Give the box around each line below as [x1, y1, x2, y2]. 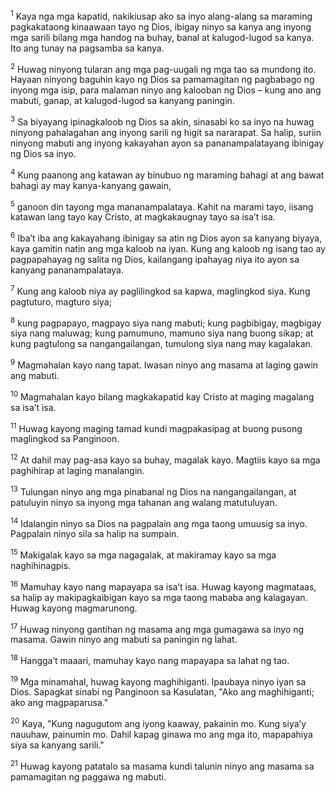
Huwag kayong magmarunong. [10, 602, 138, 614]
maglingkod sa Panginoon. [10, 433, 120, 445]
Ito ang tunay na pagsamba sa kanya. [10, 42, 165, 54]
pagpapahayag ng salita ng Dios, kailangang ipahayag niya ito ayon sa [10, 253, 300, 265]
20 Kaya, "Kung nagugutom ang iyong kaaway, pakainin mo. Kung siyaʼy [10, 716, 307, 730]
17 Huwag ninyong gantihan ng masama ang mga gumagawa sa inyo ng [10, 621, 305, 635]
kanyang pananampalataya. [10, 264, 124, 276]
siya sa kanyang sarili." [10, 739, 105, 751]
